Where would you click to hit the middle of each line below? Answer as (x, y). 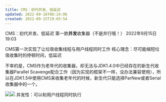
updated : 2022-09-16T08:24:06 (36, 14)
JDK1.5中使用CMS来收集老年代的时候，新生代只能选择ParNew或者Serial (87, 78)
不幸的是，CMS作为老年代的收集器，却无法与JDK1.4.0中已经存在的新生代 (80, 66)
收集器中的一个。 (23, 84)
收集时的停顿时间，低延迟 (35, 55)
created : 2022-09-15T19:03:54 (36, 19)
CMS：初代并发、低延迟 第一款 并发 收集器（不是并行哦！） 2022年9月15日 (81, 34)
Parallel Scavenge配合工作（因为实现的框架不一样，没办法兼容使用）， (85, 72)
